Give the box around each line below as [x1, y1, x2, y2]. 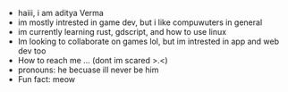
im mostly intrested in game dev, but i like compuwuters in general [17, 17, 263, 28]
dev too [17, 46, 47, 56]
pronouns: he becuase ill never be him [17, 64, 159, 75]
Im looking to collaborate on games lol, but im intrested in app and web [17, 36, 280, 46]
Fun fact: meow [17, 74, 76, 84]
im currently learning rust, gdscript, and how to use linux [17, 27, 226, 37]
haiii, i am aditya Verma [17, 8, 105, 18]
